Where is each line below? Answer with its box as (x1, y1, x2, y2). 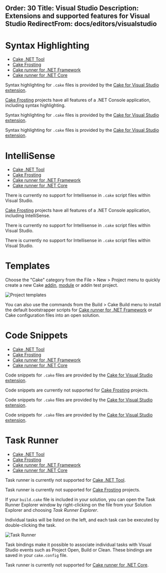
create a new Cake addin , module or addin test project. (5, 282, 118, 288)
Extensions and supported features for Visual (5, 12, 150, 21)
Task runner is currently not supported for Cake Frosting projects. (5, 487, 140, 493)
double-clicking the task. (5, 522, 56, 528)
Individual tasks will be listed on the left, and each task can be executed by (5, 517, 159, 523)
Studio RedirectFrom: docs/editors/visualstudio (5, 20, 157, 28)
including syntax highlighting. (5, 102, 66, 108)
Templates (5, 260, 50, 272)
